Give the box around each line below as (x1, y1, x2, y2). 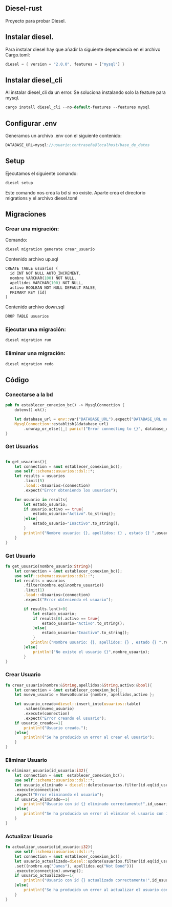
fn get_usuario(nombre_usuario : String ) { (5, 564, 93, 569)
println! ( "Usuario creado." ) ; (24, 725, 88, 731)
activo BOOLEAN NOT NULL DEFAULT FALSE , (10, 285, 97, 290)
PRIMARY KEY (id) (10, 290, 47, 295)
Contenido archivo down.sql (5, 304, 65, 310)
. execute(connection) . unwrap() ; (14, 868, 83, 874)
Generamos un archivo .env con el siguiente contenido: (5, 133, 122, 139)
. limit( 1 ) (24, 587, 45, 593)
